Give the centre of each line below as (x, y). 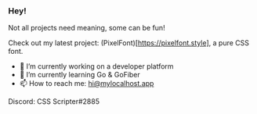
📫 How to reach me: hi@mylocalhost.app (87, 84)
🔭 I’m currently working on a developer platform (96, 66)
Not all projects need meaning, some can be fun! (87, 28)
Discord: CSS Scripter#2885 (54, 102)
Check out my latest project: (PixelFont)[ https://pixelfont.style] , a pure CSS (128, 43)
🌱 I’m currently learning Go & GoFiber (80, 75)
